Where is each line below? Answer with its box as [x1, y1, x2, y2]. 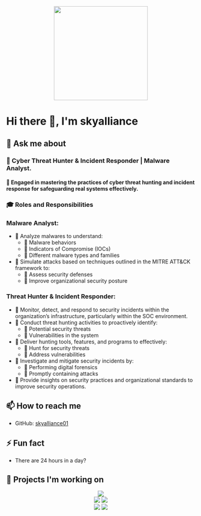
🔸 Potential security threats [23, 325, 91, 333]
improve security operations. [14, 382, 86, 390]
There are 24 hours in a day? [14, 457, 86, 464]
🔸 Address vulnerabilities [23, 351, 86, 358]
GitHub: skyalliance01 [14, 420, 69, 427]
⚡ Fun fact [6, 438, 45, 448]
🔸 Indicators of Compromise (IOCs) [23, 245, 111, 253]
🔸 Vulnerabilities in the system [23, 331, 99, 339]
